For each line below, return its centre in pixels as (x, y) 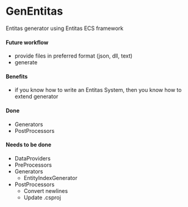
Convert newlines (46, 190)
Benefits (17, 76)
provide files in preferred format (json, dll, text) (73, 56)
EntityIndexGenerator (50, 178)
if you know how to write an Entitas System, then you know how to (98, 90)
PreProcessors (33, 165)
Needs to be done (29, 145)
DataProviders (33, 158)
